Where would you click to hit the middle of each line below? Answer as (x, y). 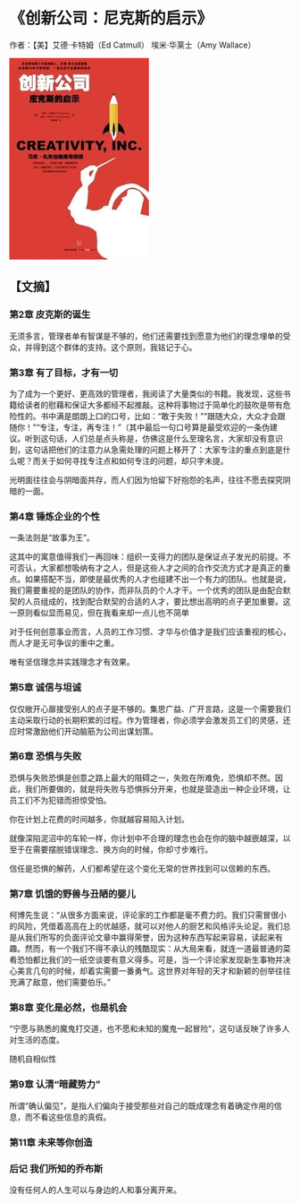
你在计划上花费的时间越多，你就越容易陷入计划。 (99, 819)
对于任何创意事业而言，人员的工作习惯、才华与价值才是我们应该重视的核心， (150, 632)
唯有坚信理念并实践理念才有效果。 (72, 662)
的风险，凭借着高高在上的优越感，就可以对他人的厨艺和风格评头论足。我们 (146, 926)
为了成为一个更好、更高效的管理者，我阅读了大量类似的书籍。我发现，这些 (146, 393)
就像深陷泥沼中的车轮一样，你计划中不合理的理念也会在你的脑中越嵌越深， (146, 838)
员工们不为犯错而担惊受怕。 (60, 800)
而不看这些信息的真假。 (68, 1117)
